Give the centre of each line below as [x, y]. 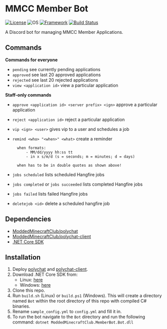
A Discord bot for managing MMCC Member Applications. [64, 32]
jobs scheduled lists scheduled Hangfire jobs [58, 174]
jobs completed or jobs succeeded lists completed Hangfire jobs [78, 184]
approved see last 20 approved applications [56, 75]
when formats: [32, 148]
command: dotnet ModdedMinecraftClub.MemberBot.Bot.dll [73, 322]
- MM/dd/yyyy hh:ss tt [49, 152]
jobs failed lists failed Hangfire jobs [50, 194]
